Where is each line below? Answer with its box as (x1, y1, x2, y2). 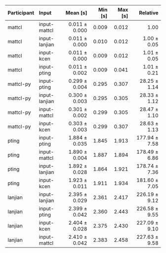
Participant (7, 9, 35, 16)
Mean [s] (65, 9, 87, 16)
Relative (139, 9, 159, 16)
